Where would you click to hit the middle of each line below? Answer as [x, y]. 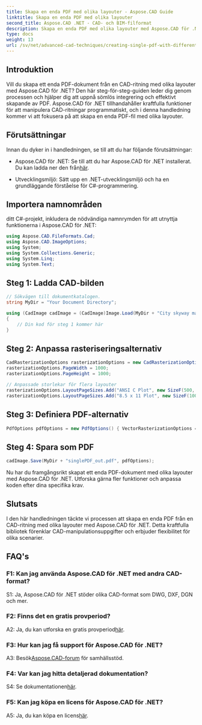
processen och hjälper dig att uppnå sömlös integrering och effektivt [91, 97]
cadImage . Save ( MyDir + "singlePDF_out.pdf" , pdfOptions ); [80, 461]
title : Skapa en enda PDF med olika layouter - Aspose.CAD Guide [90, 12]
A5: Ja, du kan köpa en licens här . [47, 715]
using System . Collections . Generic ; [51, 253]
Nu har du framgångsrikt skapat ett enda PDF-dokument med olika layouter [99, 473]
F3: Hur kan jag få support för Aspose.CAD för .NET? [85, 645]
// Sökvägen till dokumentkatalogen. [54, 297]
